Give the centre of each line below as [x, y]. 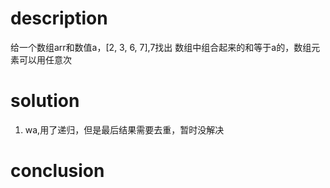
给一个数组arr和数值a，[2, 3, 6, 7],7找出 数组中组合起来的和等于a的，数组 [161, 47]
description [59, 18]
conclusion [57, 171]
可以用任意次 [45, 59]
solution [45, 101]
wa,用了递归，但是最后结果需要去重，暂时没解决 [124, 129]
